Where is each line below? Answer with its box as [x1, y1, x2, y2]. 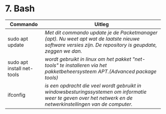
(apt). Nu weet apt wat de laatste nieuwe [44, 35, 140, 42]
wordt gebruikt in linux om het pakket [44, 55, 131, 62]
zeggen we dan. [44, 47, 83, 54]
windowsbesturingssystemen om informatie [44, 88, 147, 95]
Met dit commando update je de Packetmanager [44, 29, 158, 36]
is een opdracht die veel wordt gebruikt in [44, 82, 142, 89]
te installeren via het [59, 62, 107, 69]
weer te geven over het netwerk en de [44, 94, 133, 101]
